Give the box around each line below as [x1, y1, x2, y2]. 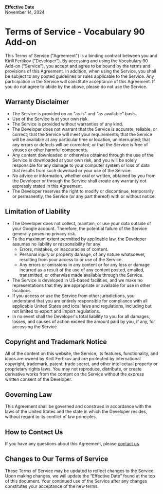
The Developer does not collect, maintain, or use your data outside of [12, 220, 152, 226]
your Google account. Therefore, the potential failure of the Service [12, 226, 147, 231]
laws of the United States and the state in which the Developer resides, [5, 408, 147, 415]
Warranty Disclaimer [5, 98, 69, 106]
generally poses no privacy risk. [12, 230, 76, 236]
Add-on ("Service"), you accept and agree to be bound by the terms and [5, 63, 151, 69]
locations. [12, 287, 32, 293]
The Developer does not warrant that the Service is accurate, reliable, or [12, 126, 157, 132]
